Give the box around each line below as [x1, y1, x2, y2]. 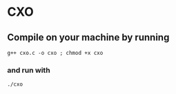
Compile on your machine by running [7, 32, 170, 43]
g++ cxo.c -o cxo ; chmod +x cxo [7, 49, 104, 56]
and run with [7, 65, 50, 75]
